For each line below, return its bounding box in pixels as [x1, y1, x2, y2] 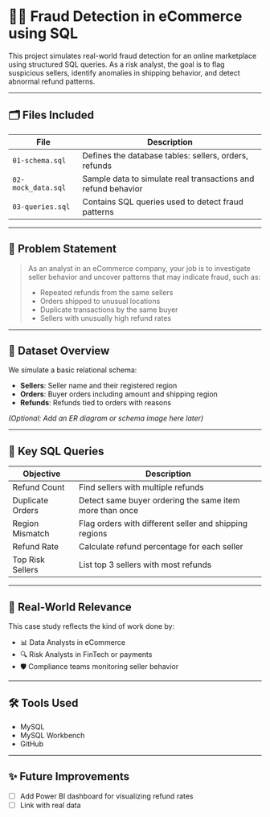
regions [79, 528, 108, 540]
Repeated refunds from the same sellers [39, 287, 174, 297]
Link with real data [19, 800, 82, 810]
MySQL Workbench [19, 730, 85, 740]
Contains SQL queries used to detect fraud [82, 196, 243, 207]
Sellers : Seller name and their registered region [19, 381, 178, 391]
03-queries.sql [12, 202, 71, 211]
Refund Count [12, 482, 65, 493]
